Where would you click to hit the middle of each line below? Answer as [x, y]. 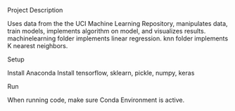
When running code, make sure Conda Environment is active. [96, 100]
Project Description [35, 10]
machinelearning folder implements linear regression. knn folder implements [118, 38]
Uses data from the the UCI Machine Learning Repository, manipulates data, [118, 23]
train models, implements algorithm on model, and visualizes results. [107, 31]
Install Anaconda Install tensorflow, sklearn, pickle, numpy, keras [101, 73]
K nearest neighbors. [38, 46]
